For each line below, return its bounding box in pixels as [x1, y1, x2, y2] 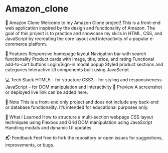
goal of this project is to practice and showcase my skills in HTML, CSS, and [5, 30, 162, 36]
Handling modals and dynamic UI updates [5, 124, 92, 130]
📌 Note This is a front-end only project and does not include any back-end [5, 99, 159, 105]
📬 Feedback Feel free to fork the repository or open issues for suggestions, [5, 134, 163, 140]
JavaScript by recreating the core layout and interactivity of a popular [5, 36, 149, 42]
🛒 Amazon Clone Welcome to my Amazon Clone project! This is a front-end [5, 20, 161, 26]
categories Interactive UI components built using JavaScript [5, 66, 129, 73]
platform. [28, 41, 48, 47]
